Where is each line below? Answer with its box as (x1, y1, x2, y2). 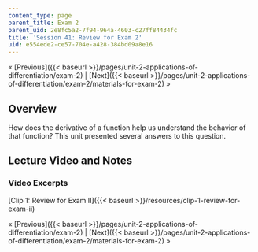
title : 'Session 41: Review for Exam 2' (8, 33, 143, 42)
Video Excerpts (8, 178, 68, 189)
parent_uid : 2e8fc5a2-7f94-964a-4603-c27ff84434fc (8, 26, 178, 34)
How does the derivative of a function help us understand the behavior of (8, 123, 246, 132)
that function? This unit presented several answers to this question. (8, 131, 227, 140)
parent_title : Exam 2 (8, 19, 79, 27)
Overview (8, 102, 57, 115)
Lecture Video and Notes (8, 154, 133, 168)
